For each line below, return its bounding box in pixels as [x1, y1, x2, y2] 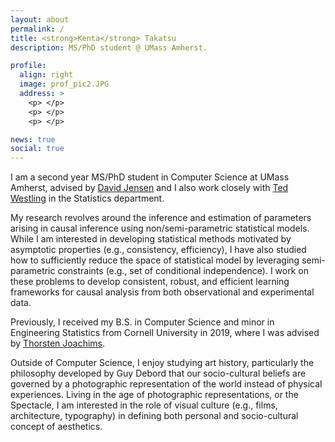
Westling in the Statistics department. [10, 192, 165, 205]
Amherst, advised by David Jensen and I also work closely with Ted [10, 182, 289, 194]
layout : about [10, 14, 70, 25]
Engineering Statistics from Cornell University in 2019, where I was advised [10, 327, 320, 339]
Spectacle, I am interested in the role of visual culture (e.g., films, [10, 399, 278, 411]
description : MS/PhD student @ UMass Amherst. [10, 42, 208, 53]
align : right [19, 70, 74, 80]
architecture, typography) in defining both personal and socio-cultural [10, 410, 299, 422]
